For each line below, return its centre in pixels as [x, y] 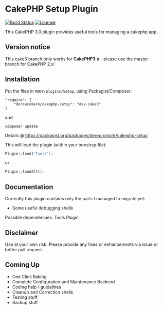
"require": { [18, 100]
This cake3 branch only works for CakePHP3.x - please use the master [77, 59]
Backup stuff [25, 302]
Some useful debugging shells [43, 208]
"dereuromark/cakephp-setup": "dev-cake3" [57, 104]
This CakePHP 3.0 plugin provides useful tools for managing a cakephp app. [81, 32]
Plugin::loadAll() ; [25, 172]
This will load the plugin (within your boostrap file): [56, 145]
